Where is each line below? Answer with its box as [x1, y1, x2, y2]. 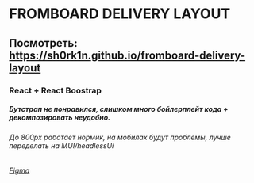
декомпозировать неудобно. [9, 112, 110, 123]
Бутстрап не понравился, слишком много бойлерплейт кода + [9, 105, 229, 114]
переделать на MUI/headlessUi [9, 141, 114, 151]
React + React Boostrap [9, 85, 102, 96]
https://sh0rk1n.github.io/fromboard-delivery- [9, 48, 245, 62]
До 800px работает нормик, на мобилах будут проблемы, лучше [9, 132, 231, 143]
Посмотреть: [9, 36, 78, 50]
